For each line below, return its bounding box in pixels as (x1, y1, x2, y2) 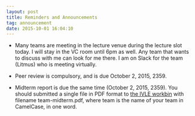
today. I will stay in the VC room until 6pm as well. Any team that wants (14, 48, 190, 56)
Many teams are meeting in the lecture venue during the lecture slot (14, 42, 182, 49)
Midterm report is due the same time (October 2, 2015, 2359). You (14, 84, 178, 91)
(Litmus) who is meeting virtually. (14, 61, 97, 68)
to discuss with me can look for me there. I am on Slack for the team (14, 54, 184, 62)
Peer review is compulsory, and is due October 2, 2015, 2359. (14, 72, 167, 80)
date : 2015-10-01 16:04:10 (6, 25, 74, 32)
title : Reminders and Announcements (6, 14, 97, 20)
